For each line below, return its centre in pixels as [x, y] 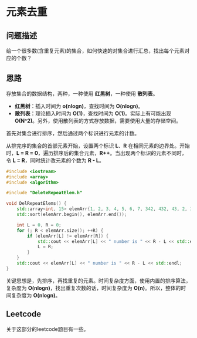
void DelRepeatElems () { [36, 204]
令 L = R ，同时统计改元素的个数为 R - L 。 [55, 160]
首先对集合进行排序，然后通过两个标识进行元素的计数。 [73, 133]
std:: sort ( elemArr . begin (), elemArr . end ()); [72, 215]
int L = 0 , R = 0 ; [39, 225]
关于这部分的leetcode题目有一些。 [47, 329]
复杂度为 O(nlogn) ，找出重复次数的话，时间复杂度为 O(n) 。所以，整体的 [94, 288]
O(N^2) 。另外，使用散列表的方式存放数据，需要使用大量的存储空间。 [98, 120]
